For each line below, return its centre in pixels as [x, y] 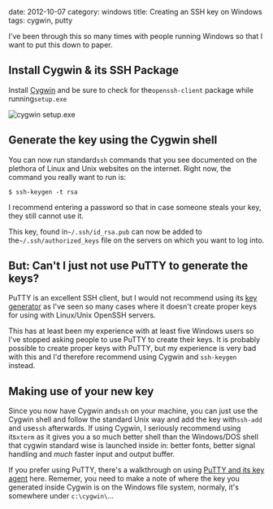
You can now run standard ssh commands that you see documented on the [133, 160]
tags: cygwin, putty [41, 20]
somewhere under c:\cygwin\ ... [61, 496]
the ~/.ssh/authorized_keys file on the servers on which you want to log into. [136, 240]
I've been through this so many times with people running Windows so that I [135, 36]
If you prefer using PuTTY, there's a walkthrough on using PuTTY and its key [136, 470]
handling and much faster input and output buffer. [92, 454]
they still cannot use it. [46, 216]
